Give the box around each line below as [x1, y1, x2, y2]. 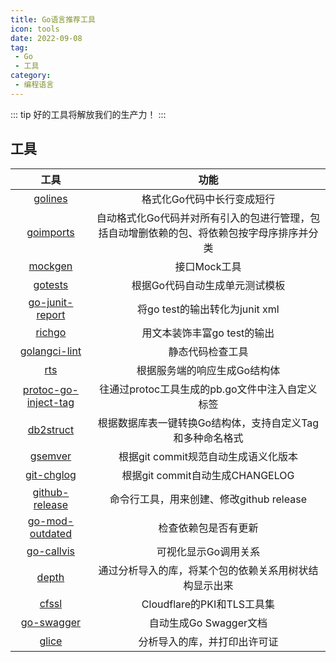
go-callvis [26, 544, 76, 558]
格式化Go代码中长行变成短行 [141, 192, 276, 206]
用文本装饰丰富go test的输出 [141, 326, 275, 340]
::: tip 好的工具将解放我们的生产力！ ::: [10, 108, 167, 120]
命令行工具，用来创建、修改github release [109, 492, 307, 506]
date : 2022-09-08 [10, 33, 83, 43]
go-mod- [27, 514, 75, 528]
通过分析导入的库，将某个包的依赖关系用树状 [98, 563, 309, 577]
